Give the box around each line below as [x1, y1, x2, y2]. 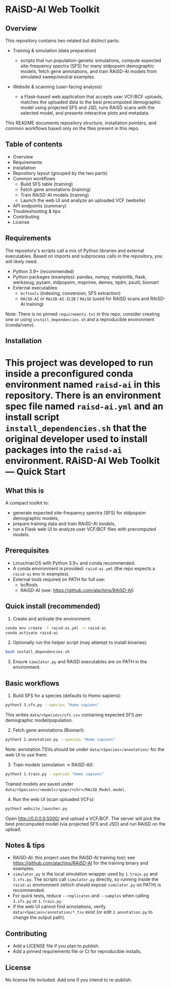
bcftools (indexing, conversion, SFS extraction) [20, 290, 121, 296]
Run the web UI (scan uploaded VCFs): [12, 796, 95, 802]
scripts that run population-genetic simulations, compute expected [20, 57, 161, 64]
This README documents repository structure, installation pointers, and [5, 120, 157, 126]
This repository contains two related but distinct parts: [5, 37, 120, 44]
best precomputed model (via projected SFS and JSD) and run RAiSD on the [5, 821, 166, 827]
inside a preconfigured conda [5, 368, 134, 380]
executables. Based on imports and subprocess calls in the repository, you [5, 253, 163, 259]
